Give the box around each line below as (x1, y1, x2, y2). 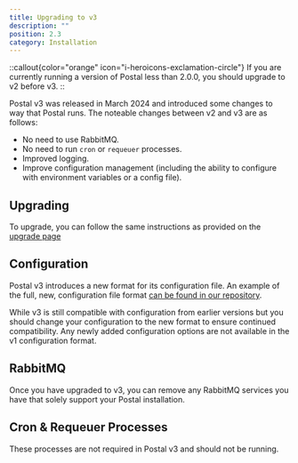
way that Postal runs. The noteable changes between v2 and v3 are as (9, 108, 269, 118)
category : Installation (9, 37, 98, 47)
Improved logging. (21, 153, 90, 164)
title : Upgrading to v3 (9, 12, 98, 22)
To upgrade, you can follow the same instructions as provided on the (9, 221, 262, 232)
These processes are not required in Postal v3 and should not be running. (9, 443, 279, 454)
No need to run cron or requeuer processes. (21, 144, 182, 155)
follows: (9, 117, 38, 128)
